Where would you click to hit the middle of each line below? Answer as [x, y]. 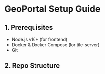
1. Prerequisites [29, 28]
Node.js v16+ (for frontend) [39, 39]
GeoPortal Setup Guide [52, 9]
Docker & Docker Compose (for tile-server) [55, 45]
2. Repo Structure [32, 66]
